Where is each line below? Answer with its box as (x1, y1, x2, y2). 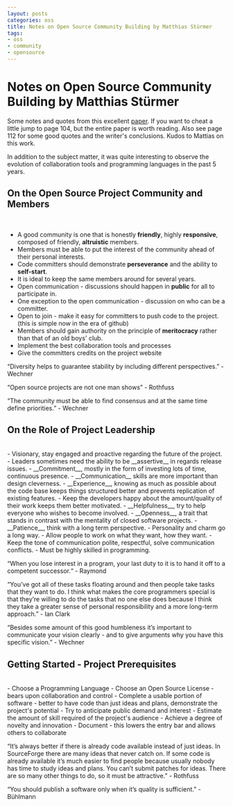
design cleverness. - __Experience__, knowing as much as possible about (7, 480, 217, 488)
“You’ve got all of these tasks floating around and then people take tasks (7, 580, 215, 589)
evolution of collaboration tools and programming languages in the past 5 (7, 159, 217, 168)
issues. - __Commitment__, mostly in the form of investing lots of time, (7, 464, 207, 473)
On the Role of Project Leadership (7, 424, 155, 436)
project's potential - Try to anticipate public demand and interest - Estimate (7, 706, 222, 715)
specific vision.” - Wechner (7, 638, 85, 647)
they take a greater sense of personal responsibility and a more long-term (7, 603, 218, 611)
